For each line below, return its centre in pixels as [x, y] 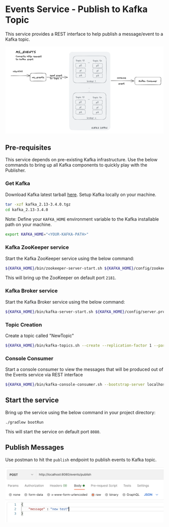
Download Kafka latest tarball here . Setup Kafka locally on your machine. [81, 194]
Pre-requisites [28, 147]
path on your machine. [28, 225]
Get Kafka [18, 183]
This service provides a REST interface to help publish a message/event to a [84, 34]
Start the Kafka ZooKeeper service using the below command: [70, 258]
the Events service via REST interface [44, 375]
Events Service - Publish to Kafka [76, 9]
